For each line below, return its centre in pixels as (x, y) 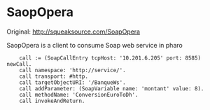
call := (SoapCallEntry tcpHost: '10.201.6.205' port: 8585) (110, 58)
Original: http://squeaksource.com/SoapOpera (73, 32)
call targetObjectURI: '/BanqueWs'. (73, 82)
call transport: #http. (54, 76)
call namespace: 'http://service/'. (73, 70)
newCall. (19, 64)
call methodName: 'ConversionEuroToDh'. (79, 95)
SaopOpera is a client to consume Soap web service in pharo (94, 45)
